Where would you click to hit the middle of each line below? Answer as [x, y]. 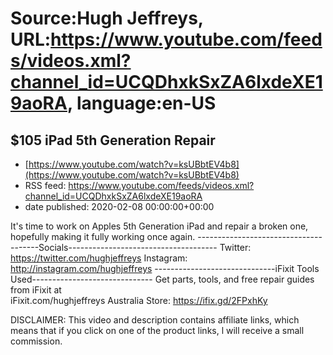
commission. [36, 341]
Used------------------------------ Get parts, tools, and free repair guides [162, 279]
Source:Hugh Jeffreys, [107, 18]
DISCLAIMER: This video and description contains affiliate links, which [155, 320]
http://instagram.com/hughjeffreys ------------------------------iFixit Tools [165, 268]
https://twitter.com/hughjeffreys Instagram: [99, 258]
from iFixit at [36, 290]
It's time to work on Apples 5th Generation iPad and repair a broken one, [159, 226]
